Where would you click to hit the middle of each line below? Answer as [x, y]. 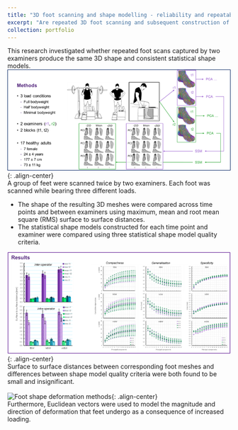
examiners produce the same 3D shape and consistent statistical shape [112, 58]
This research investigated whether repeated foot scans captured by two [114, 51]
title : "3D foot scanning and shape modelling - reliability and [106, 15]
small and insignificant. [41, 381]
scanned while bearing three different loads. [72, 191]
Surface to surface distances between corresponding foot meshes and [111, 366]
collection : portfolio [41, 30]
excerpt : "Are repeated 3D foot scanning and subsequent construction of [119, 22]
